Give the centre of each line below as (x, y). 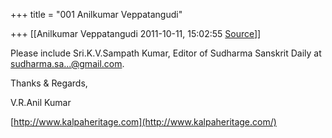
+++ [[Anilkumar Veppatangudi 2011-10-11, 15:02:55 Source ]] (136, 33)
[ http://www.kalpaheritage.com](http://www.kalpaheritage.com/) (143, 122)
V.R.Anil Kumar (41, 102)
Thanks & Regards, (49, 83)
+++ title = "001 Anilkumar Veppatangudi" (96, 14)
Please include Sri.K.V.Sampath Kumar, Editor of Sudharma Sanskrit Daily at (166, 53)
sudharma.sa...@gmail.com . (67, 63)
